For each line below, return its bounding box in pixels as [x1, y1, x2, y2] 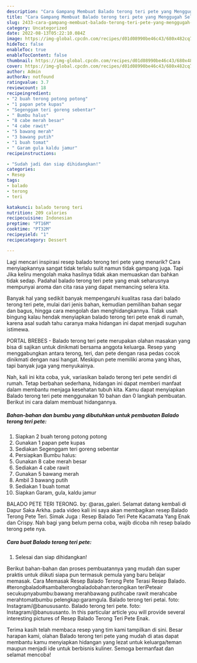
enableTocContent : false [6, 52, 67, 58]
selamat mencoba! [6, 651, 51, 658]
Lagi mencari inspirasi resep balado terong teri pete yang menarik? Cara [6, 258, 181, 265]
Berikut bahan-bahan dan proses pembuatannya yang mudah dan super [6, 564, 181, 572]
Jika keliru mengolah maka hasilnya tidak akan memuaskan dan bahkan [6, 270, 179, 278]
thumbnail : [6, 57, 33, 63]
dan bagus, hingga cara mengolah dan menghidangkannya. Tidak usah [6, 307, 178, 314]
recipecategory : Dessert [6, 237, 67, 243]
